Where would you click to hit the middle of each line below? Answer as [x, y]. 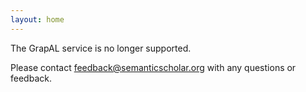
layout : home [37, 19]
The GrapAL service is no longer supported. [101, 48]
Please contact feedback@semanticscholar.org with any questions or [153, 67]
